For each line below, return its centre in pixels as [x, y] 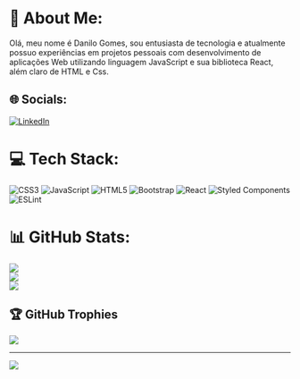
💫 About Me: [56, 18]
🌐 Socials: [38, 100]
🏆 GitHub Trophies [64, 315]
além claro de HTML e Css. [59, 72]
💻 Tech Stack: [64, 159]
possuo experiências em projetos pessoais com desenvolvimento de [135, 52]
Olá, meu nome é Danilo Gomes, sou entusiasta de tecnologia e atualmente [147, 43]
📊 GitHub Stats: [70, 237]
